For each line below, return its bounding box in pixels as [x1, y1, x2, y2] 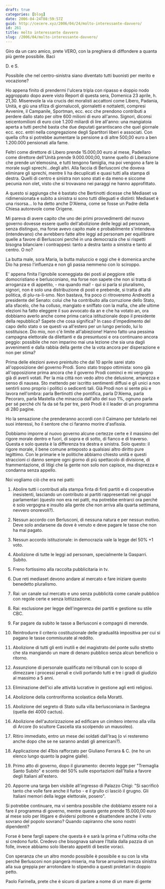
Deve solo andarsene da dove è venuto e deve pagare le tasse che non [12, 522, 157, 527]
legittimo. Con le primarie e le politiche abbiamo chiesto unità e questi [5, 451, 147, 457]
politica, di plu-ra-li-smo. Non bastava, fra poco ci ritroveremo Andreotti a [5, 292, 155, 298]
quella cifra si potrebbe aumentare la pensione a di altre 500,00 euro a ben [5, 134, 157, 140]
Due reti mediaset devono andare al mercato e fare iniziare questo [12, 576, 147, 582]
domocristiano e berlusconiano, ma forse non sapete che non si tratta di [5, 276, 152, 282]
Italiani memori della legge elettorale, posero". [12, 793, 106, 799]
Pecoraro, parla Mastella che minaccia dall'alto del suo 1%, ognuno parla [5, 395, 153, 401]
